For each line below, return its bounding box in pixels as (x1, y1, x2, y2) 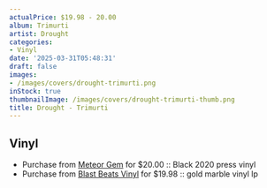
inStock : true (9, 86, 62, 95)
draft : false (9, 63, 57, 71)
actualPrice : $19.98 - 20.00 (9, 12, 117, 22)
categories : (9, 37, 53, 47)
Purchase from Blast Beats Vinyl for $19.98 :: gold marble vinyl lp (21, 169, 259, 179)
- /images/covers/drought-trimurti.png (9, 79, 156, 87)
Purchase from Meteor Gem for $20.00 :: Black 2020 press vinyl (21, 160, 256, 170)
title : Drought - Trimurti (9, 103, 109, 112)
